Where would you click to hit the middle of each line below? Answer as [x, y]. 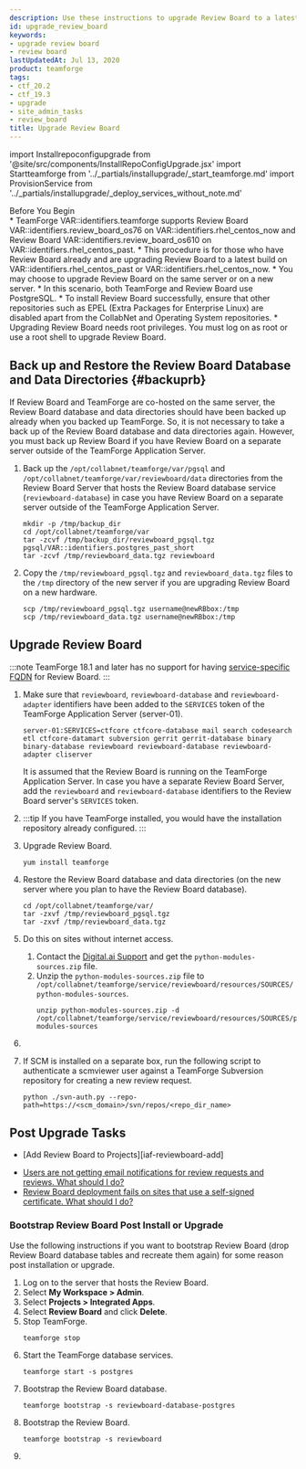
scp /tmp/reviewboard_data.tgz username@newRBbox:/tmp [129, 617]
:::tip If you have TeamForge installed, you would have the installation [152, 818]
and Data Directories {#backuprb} [108, 380]
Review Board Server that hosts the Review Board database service [149, 487]
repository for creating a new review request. [107, 1080]
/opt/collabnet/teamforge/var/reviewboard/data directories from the [153, 478]
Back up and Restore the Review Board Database [150, 366]
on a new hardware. [60, 592]
